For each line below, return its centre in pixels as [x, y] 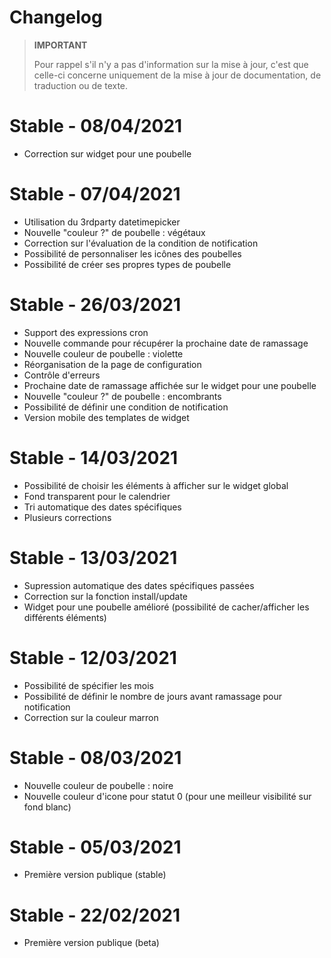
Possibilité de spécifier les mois [88, 685]
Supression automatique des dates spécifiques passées [139, 585]
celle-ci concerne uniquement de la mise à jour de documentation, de [177, 75]
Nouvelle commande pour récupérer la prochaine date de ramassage [166, 343]
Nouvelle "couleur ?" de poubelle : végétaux [114, 232]
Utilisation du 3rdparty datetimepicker [102, 222]
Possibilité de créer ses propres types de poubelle [127, 264]
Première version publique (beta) [91, 943]
